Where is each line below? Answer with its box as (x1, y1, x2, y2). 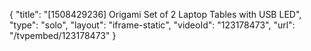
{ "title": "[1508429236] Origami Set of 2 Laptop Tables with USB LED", (9, 9, 302, 20)
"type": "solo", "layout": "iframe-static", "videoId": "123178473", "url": (9, 19, 296, 31)
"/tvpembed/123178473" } (9, 30, 117, 41)
